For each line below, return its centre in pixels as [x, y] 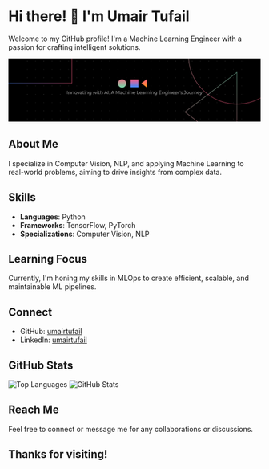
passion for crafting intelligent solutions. [74, 47]
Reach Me [34, 410]
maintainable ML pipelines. [52, 287]
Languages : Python [52, 217]
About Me [33, 144]
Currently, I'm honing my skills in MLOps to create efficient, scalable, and [129, 278]
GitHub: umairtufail [51, 332]
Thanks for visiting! [58, 454]
